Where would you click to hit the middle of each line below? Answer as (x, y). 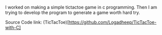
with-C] (13, 27)
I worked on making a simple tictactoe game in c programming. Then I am (81, 7)
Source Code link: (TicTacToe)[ (37, 22)
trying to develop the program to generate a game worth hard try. (73, 12)
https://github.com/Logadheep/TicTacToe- (113, 22)
